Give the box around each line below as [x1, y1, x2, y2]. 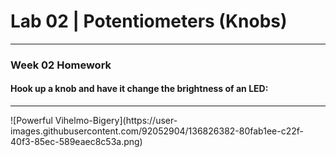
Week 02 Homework [10, 58, 112, 72]
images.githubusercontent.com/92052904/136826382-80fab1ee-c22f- [10, 125, 304, 137]
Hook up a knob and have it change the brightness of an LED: [10, 83, 269, 95]
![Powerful [10, 115, 53, 127]
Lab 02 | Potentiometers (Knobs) [10, 10, 288, 33]
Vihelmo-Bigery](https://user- [54, 115, 178, 127]
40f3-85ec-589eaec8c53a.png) [10, 136, 143, 148]
